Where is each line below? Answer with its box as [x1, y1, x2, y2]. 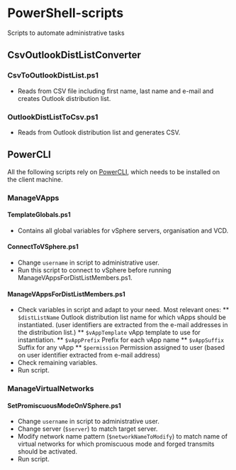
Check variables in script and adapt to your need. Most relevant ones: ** [17, 306, 230, 314]
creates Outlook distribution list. [17, 94, 111, 102]
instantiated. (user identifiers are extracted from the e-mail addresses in [17, 321, 228, 329]
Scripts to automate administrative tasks [7, 28, 125, 37]
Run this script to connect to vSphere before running [17, 266, 172, 274]
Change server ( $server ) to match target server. [17, 424, 158, 433]
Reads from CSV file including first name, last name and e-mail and [17, 87, 214, 95]
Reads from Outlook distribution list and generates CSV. [17, 128, 181, 137]
